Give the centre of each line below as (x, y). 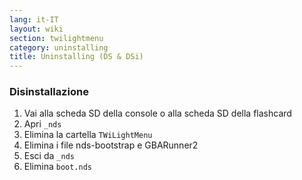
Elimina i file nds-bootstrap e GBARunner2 (111, 145)
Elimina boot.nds (57, 167)
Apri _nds (42, 124)
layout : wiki (36, 29)
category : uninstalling (59, 47)
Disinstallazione (49, 92)
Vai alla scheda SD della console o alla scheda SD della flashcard (157, 113)
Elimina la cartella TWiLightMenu (88, 135)
